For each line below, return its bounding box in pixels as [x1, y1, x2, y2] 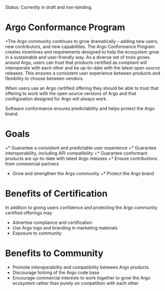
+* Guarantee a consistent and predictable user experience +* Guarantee [5, 144, 156, 150]
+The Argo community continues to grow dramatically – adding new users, [5, 38, 159, 44]
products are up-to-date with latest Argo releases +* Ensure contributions [5, 155, 157, 161]
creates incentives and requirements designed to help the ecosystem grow [5, 48, 159, 54]
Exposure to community [12, 230, 61, 236]
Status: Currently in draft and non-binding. [5, 4, 92, 10]
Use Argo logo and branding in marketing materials [12, 224, 118, 230]
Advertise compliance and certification [12, 219, 92, 225]
